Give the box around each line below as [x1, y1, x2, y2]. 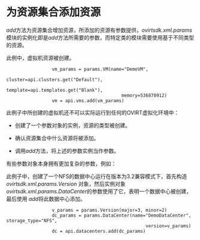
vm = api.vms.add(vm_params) [51, 97, 125, 104]
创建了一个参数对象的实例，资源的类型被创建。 [14, 121, 131, 129]
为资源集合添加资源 [6, 5, 101, 19]
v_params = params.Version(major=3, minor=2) [51, 207, 168, 213]
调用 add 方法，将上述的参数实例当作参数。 [14, 147, 120, 154]
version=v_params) [146, 223, 192, 229]
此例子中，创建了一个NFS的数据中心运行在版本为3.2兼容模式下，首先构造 [6, 172, 187, 180]
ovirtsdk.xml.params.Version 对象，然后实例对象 [6, 180, 126, 187]
